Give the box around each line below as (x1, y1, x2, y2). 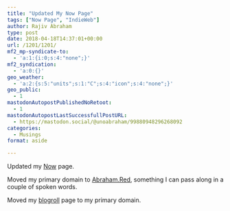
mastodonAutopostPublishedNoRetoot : (7, 99, 112, 106)
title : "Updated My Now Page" (7, 10, 94, 17)
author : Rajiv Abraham (7, 23, 72, 29)
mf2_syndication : (7, 61, 57, 68)
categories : (7, 125, 41, 132)
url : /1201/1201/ (7, 42, 57, 49)
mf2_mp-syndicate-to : (7, 49, 69, 55)
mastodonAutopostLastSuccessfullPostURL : (7, 112, 128, 119)
